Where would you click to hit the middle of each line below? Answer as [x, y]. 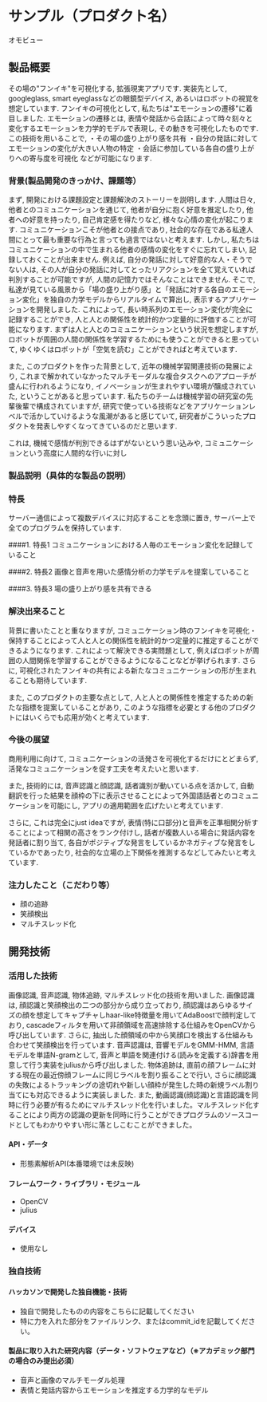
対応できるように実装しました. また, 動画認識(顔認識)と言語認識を [143, 1095]
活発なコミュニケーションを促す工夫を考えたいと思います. [104, 768]
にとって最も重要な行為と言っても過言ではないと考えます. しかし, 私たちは [137, 239]
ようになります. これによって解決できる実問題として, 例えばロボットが [137, 650]
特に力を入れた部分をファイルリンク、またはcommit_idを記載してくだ [134, 1321]
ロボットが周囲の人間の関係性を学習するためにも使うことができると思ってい [134, 339]
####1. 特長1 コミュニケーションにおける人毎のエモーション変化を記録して [131, 545]
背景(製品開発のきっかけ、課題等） [75, 180]
